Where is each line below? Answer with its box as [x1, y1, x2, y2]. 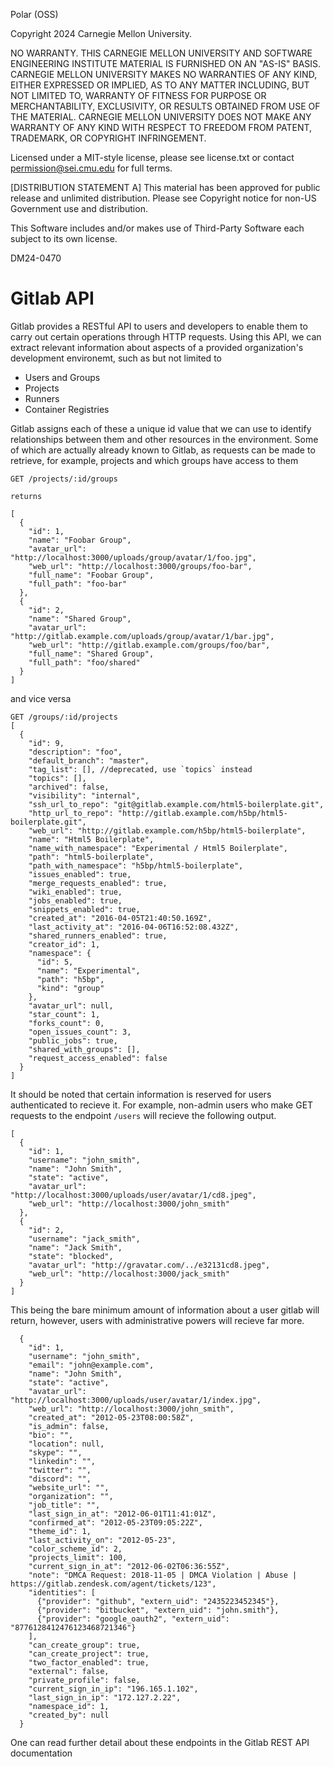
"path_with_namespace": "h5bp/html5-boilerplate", [28, 860, 244, 871]
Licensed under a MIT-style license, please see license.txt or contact [10, 152, 295, 163]
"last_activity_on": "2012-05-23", [28, 1535, 177, 1545]
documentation [10, 1747, 73, 1759]
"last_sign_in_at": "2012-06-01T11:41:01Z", [28, 1509, 217, 1519]
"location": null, [28, 1439, 105, 1449]
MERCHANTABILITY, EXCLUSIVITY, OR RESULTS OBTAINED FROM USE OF [10, 100, 321, 112]
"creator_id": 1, [28, 939, 101, 949]
